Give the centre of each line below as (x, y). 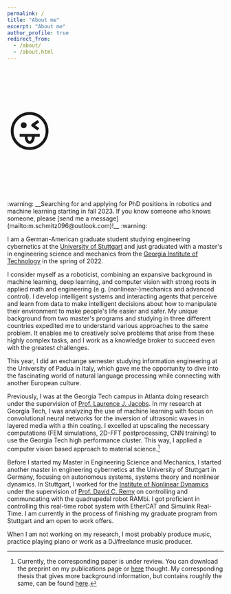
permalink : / (26, 13)
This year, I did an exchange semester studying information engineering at (112, 361)
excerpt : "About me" (37, 26)
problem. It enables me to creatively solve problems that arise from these (111, 333)
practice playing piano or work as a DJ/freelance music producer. (100, 541)
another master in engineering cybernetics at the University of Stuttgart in (112, 469)
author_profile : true (38, 33)
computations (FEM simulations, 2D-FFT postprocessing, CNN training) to (112, 433)
